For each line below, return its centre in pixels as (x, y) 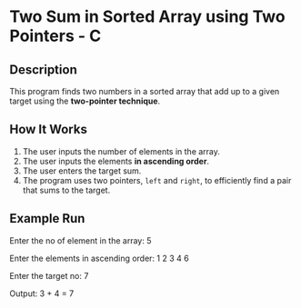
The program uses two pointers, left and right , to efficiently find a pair (157, 180)
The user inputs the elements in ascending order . (116, 161)
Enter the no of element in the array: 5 (80, 240)
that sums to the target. (66, 190)
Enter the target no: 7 (49, 275)
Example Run (47, 219)
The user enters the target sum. (82, 171)
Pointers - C (55, 36)
